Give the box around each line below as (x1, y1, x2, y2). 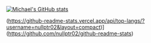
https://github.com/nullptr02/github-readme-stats (8, 30, 132, 37)
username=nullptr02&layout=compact (6, 24, 101, 30)
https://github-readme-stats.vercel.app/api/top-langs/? (8, 17, 146, 24)
